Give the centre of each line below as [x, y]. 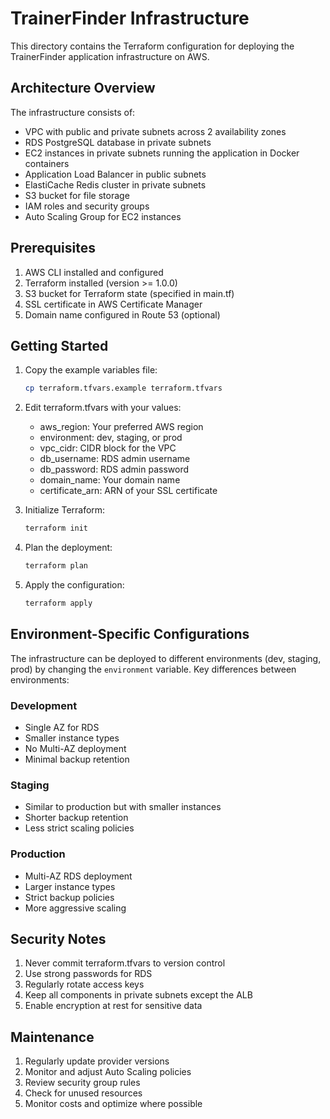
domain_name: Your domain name [110, 480]
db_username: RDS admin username [115, 459]
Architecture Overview [83, 88]
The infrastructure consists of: [73, 112]
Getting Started [59, 345]
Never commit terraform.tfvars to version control [125, 963]
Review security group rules [82, 1083]
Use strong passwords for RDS [88, 974]
